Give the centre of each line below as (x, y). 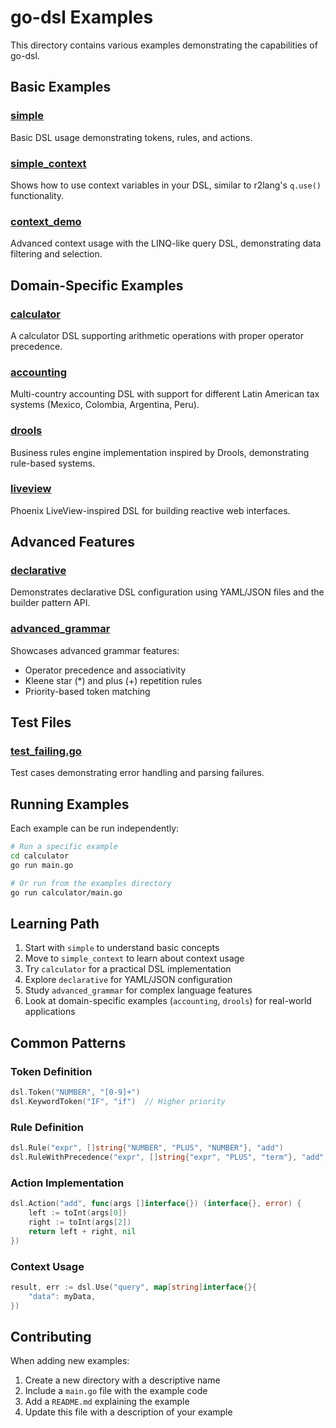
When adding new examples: (70, 1361)
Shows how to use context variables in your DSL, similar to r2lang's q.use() (166, 185)
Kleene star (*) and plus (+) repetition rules (113, 680)
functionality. (37, 195)
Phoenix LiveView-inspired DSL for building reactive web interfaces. (150, 510)
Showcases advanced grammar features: (95, 650)
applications (50, 1012)
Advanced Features (73, 542)
